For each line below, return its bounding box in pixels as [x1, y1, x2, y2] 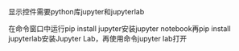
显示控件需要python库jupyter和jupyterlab [8, 7, 145, 16]
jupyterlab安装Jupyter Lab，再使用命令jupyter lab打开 [8, 34, 187, 43]
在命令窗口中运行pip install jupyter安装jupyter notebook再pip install [8, 24, 231, 33]
